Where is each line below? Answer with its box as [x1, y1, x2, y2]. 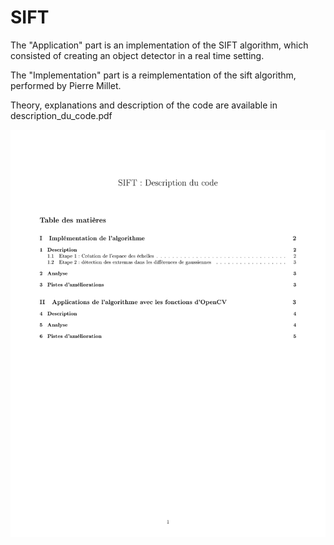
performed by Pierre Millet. [10, 79, 122, 91]
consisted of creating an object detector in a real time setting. [10, 49, 265, 61]
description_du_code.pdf [10, 109, 113, 121]
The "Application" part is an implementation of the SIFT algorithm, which [10, 39, 309, 51]
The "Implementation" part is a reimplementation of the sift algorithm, [10, 69, 297, 81]
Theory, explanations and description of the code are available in [10, 99, 278, 111]
